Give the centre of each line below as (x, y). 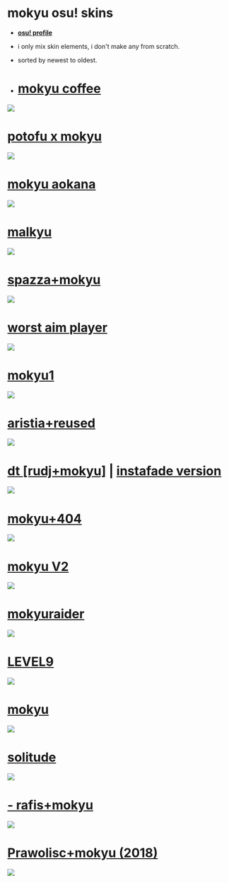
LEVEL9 (31, 662)
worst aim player (58, 327)
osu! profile (35, 33)
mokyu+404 (45, 519)
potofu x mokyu (55, 137)
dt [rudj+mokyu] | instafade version (114, 471)
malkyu (30, 232)
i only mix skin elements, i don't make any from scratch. (99, 46)
